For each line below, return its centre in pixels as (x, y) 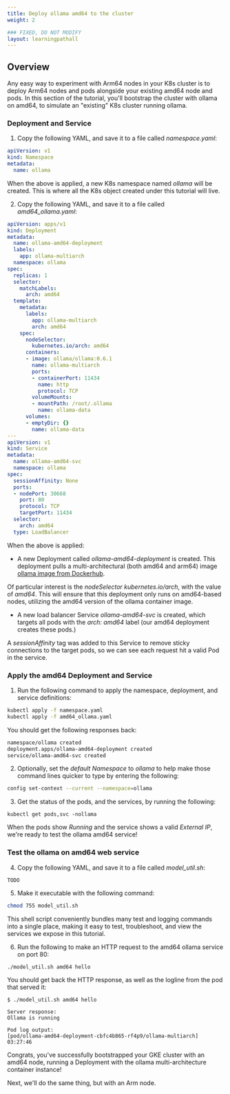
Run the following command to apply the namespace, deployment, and (117, 690)
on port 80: (33, 955)
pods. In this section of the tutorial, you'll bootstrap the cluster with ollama (112, 98)
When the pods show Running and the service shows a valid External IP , (110, 827)
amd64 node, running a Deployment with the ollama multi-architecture (107, 1062)
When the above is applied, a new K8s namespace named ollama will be (110, 183)
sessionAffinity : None (46, 480)
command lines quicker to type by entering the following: (98, 776)
